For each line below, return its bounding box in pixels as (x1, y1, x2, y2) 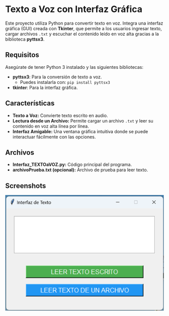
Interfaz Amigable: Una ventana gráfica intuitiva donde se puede (12, 128, 148, 134)
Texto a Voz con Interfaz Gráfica (5, 4, 142, 15)
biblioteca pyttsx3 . (5, 36, 45, 42)
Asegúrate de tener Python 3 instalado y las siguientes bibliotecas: (5, 64, 143, 70)
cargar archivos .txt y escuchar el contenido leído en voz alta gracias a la (5, 31, 159, 37)
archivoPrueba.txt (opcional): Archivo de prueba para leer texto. (12, 167, 148, 173)
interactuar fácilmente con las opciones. (12, 134, 96, 140)
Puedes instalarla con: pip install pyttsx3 (20, 79, 111, 85)
